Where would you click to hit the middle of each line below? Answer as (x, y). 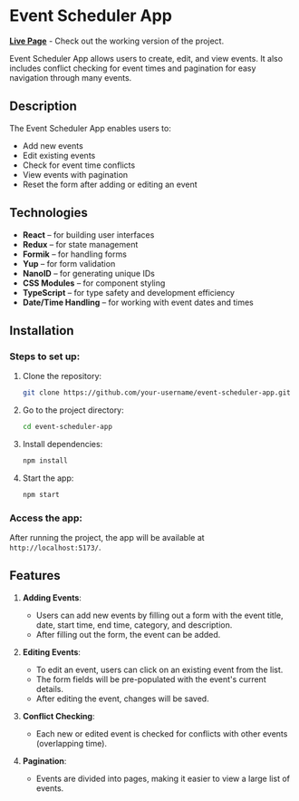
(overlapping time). (71, 743)
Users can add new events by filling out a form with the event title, (159, 615)
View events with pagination (75, 174)
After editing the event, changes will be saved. (123, 698)
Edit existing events (59, 155)
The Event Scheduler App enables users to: (91, 128)
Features (35, 576)
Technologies (49, 213)
